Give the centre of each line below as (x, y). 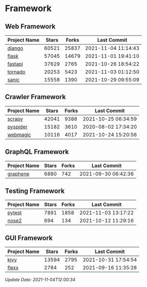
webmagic (19, 135)
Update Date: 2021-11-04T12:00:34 (40, 280)
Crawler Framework (36, 97)
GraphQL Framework (37, 152)
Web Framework (30, 26)
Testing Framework (35, 191)
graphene (19, 174)
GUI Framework (29, 238)
